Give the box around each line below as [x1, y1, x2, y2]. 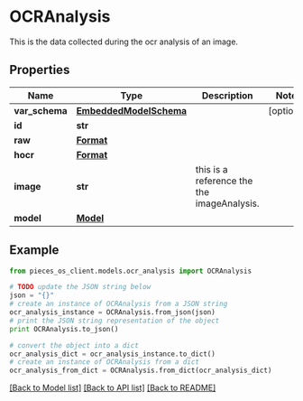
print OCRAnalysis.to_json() [9, 324, 119, 333]
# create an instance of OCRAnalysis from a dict [9, 358, 200, 367]
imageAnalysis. [195, 197, 260, 210]
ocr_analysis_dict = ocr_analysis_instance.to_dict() [9, 350, 216, 359]
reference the [195, 174, 253, 187]
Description [201, 89, 253, 101]
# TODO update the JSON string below [9, 283, 151, 292]
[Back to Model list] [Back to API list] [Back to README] [9, 382, 216, 394]
